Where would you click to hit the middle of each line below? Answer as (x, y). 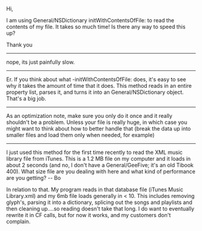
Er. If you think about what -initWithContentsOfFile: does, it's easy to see (96, 79)
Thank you (20, 45)
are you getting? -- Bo (34, 178)
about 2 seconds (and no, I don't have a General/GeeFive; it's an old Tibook (100, 165)
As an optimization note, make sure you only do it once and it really (89, 116)
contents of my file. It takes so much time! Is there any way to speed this (96, 27)
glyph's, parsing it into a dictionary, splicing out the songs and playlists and (99, 202)
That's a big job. (26, 98)
